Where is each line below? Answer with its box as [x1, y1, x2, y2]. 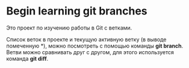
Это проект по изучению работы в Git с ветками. [6, 24, 132, 31]
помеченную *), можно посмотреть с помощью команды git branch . [6, 42, 184, 49]
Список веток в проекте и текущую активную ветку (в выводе [6, 36, 167, 43]
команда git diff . [6, 55, 49, 62]
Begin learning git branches [6, 4, 147, 18]
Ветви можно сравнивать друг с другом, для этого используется [6, 48, 175, 55]
